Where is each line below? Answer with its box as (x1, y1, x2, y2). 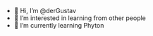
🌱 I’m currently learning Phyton (13, 21, 104, 29)
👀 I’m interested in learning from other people (13, 14, 147, 22)
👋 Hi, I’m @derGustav (13, 7, 76, 15)
